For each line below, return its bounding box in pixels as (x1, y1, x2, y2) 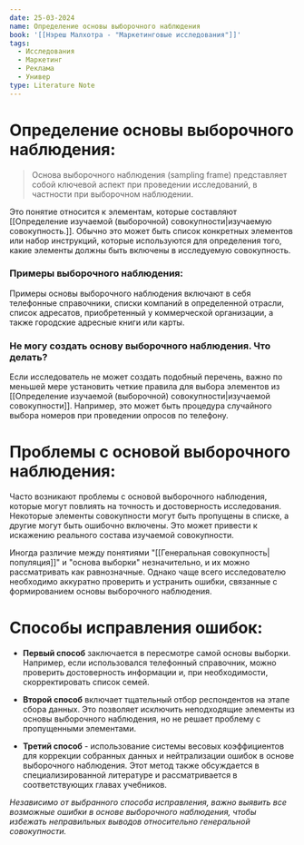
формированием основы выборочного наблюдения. (9, 586, 212, 597)
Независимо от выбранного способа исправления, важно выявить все (9, 797, 288, 808)
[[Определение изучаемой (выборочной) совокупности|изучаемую (9, 215, 272, 227)
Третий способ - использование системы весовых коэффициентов (22, 741, 284, 752)
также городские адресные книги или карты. (9, 317, 185, 328)
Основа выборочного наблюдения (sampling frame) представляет (31, 169, 288, 180)
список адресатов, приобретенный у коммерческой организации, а (9, 307, 274, 318)
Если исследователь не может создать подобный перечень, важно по (9, 371, 283, 382)
